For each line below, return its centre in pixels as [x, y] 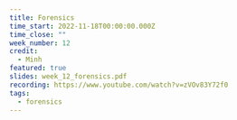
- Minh [30, 60]
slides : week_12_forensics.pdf [68, 77]
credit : [24, 51]
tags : [19, 93]
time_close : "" [38, 34]
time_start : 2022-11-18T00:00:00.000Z [82, 26]
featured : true [38, 69]
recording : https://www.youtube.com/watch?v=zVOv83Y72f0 [119, 85]
